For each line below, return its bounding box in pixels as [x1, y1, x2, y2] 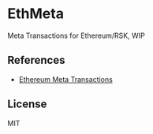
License [7, 98, 47, 111]
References [7, 54, 65, 67]
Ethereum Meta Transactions [18, 74, 114, 84]
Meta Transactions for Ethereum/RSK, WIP [7, 31, 145, 40]
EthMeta [7, 5, 65, 23]
